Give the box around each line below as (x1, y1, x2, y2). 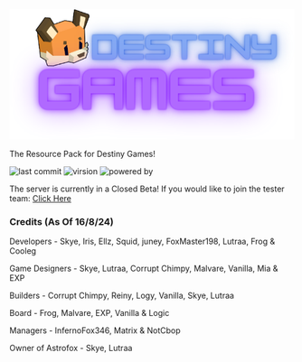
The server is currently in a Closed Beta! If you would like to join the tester (9, 183, 285, 194)
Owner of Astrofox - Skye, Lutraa (9, 343, 133, 354)
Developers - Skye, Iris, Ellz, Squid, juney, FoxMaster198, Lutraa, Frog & (9, 236, 276, 247)
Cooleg (9, 246, 37, 256)
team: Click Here (9, 192, 72, 203)
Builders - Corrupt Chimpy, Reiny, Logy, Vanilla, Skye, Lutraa (9, 290, 235, 302)
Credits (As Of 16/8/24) (9, 215, 115, 227)
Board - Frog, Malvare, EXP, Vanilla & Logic (9, 308, 170, 319)
